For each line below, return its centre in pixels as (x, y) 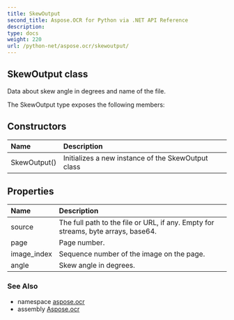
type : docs (23, 33)
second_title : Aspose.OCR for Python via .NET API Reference (98, 20)
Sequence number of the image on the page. (132, 254)
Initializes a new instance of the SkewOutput (135, 158)
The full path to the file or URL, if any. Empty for (136, 222)
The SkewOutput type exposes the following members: (86, 105)
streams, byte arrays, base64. (108, 231)
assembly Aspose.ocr (48, 309)
